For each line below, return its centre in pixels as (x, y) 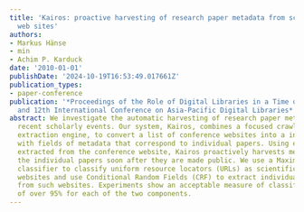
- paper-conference (46, 93)
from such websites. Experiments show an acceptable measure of (141, 186)
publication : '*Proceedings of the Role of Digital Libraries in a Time (149, 101)
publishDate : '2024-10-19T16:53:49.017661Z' (95, 77)
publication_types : (46, 85)
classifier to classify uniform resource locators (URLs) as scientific (157, 169)
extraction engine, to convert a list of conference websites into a (151, 135)
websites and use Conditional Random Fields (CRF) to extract (137, 177)
